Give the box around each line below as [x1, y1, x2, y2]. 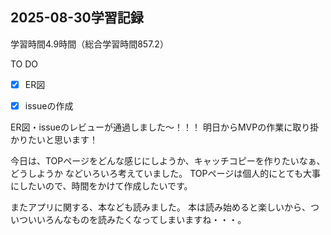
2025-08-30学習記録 [10, 9, 144, 27]
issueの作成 [24, 99, 74, 112]
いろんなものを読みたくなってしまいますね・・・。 [36, 213, 247, 225]
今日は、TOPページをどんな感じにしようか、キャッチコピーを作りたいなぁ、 [10, 154, 326, 167]
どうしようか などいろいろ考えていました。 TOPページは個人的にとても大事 [10, 167, 322, 179]
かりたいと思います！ [10, 133, 98, 145]
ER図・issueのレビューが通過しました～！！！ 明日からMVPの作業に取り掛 [10, 121, 320, 133]
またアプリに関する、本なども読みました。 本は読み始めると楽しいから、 [10, 201, 311, 213]
